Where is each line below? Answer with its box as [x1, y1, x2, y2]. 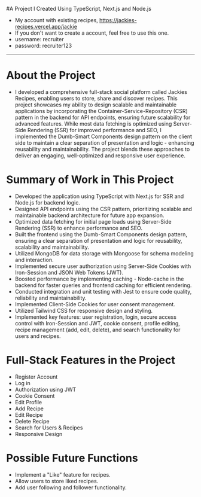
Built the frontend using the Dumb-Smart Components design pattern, [14, 230, 187, 238]
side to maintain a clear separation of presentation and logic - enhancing [14, 139, 194, 146]
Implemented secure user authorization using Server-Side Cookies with [14, 263, 191, 270]
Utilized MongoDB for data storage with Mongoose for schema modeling [14, 249, 194, 257]
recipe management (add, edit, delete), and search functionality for [14, 326, 181, 333]
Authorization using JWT [14, 386, 77, 393]
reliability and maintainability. [14, 294, 87, 301]
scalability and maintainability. [14, 243, 90, 251]
